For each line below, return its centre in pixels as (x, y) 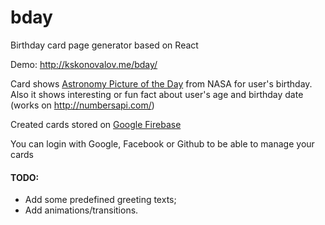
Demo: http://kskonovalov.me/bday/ (84, 64)
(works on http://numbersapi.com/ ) (82, 105)
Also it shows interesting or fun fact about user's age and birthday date (157, 94)
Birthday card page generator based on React (104, 45)
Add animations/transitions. (81, 210)
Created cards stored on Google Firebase (96, 124)
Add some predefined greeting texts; (100, 200)
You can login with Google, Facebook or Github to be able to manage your (162, 143)
